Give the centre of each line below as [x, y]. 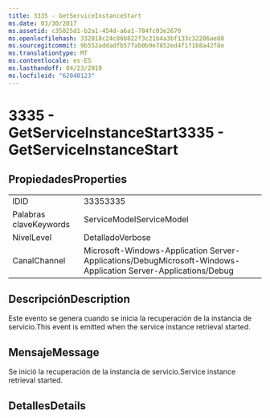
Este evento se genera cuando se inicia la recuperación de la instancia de [130, 318]
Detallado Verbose [117, 237]
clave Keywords [41, 224]
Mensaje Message [54, 352]
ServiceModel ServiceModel [136, 219]
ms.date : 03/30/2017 [43, 23]
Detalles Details [47, 406]
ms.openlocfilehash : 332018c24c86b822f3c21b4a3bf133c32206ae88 [117, 38]
